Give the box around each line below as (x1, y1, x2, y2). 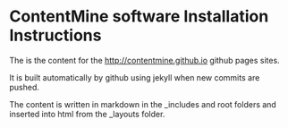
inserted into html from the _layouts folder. (9, 108, 165, 119)
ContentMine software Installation (9, 6, 269, 27)
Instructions (9, 25, 102, 46)
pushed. (9, 81, 40, 92)
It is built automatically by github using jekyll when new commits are (9, 72, 260, 82)
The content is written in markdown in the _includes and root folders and (9, 98, 277, 109)
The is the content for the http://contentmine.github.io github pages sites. (9, 55, 280, 65)
